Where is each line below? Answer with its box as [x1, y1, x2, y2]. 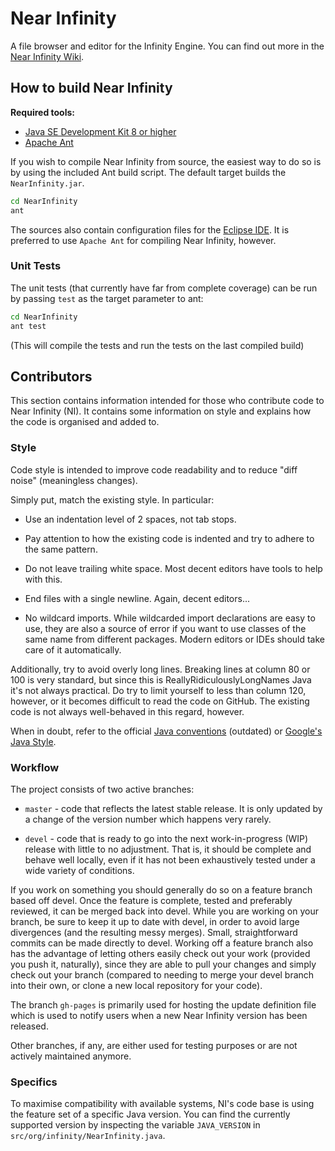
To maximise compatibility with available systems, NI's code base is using [10, 1098, 315, 1110]
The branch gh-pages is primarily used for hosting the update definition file [10, 998, 317, 1011]
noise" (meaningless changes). [10, 474, 138, 486]
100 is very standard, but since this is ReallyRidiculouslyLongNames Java [10, 673, 312, 686]
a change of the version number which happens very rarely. [24, 813, 272, 825]
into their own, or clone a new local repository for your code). [10, 979, 263, 991]
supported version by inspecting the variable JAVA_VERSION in [10, 1119, 261, 1131]
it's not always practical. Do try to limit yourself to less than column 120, [10, 684, 307, 696]
